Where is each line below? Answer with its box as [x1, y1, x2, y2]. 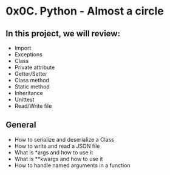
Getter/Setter [14, 70, 48, 77]
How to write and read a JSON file [14, 142, 100, 150]
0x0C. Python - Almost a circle [5, 4, 165, 18]
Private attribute [14, 64, 55, 71]
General [5, 120, 37, 130]
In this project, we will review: [5, 28, 121, 39]
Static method [14, 83, 50, 90]
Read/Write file [14, 102, 52, 110]
